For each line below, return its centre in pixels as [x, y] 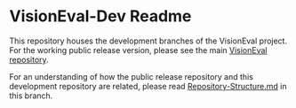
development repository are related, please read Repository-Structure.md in [148, 86]
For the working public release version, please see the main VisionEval [138, 50]
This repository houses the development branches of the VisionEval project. [148, 41]
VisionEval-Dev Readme [100, 16]
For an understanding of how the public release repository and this [131, 76]
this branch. [31, 96]
